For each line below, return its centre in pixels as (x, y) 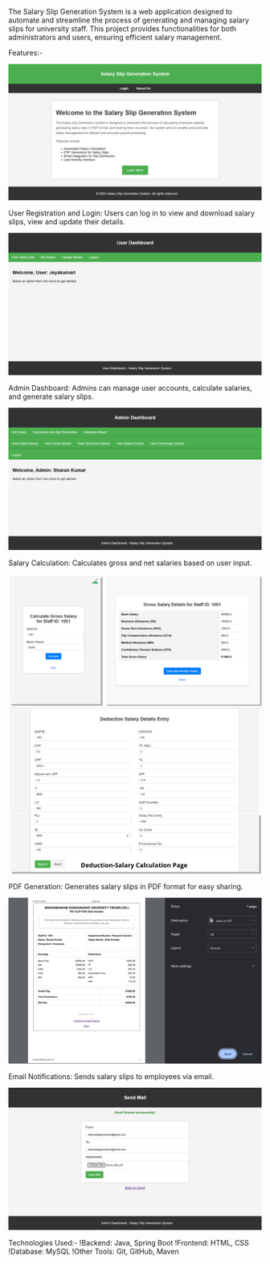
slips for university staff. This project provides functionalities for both (123, 29)
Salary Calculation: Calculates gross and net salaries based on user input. (130, 563)
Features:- (25, 53)
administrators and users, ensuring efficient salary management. (115, 37)
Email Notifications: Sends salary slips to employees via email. (111, 1076)
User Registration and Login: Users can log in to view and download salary (132, 213)
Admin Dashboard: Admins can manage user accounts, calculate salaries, (130, 388)
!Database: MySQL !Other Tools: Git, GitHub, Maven (94, 1251)
